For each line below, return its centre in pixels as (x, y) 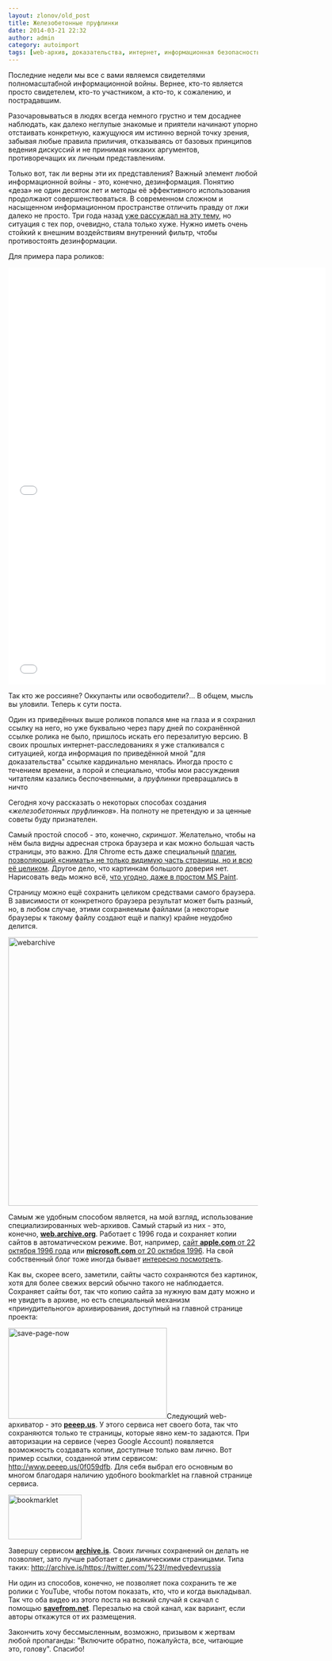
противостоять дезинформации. (63, 241)
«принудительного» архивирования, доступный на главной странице (126, 1308)
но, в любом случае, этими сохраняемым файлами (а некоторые (119, 909)
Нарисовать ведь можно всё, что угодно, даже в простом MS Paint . (123, 877)
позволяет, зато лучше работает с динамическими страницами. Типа (126, 1559)
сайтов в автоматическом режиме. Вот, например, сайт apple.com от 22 (132, 1242)
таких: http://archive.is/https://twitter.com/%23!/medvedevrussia (115, 1567)
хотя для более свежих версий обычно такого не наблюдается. (116, 1283)
